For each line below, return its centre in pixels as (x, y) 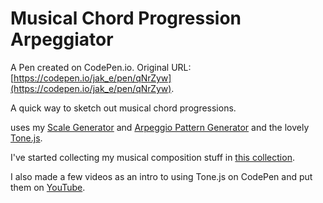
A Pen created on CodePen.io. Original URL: (101, 67)
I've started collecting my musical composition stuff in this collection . (152, 157)
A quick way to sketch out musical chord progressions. (123, 108)
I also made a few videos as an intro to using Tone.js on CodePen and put (161, 176)
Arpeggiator (62, 39)
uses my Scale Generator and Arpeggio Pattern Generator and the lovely (160, 127)
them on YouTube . (48, 187)
